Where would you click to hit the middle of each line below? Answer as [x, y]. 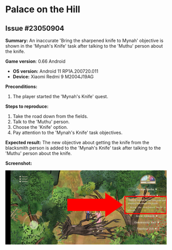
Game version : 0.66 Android [35, 61]
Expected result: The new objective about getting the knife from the [77, 142]
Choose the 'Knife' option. [40, 127]
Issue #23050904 [35, 28]
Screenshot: [19, 163]
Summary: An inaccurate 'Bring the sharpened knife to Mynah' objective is [84, 40]
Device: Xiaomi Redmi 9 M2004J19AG [53, 77]
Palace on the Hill [43, 9]
